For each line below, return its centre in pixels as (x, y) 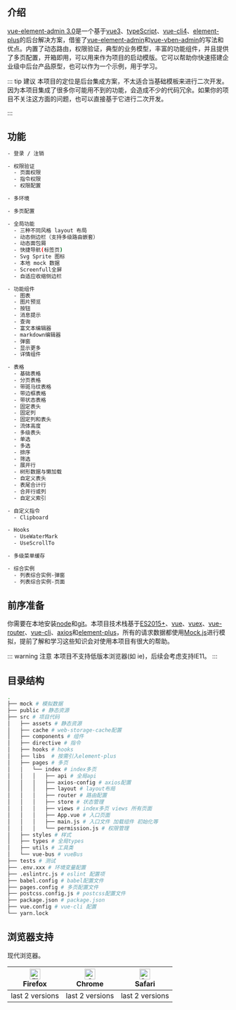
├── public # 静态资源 (38, 710)
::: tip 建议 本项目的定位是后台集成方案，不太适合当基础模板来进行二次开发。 (118, 81)
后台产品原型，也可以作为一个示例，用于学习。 (93, 66)
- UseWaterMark (36, 537)
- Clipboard (31, 517)
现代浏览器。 (26, 955)
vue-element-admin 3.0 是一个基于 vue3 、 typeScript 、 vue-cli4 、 (100, 31)
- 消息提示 (27, 316)
